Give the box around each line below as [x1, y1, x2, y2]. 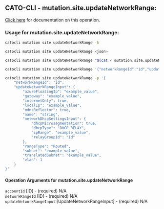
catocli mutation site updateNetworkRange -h [5, 40, 99, 46]
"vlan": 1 [22, 158, 42, 163]
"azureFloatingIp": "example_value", [22, 89, 99, 94]
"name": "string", [22, 112, 60, 117]
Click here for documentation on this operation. [5, 17, 100, 23]
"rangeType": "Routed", [22, 144, 71, 149]
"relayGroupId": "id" [31, 135, 76, 139]
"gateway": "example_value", [22, 94, 82, 99]
